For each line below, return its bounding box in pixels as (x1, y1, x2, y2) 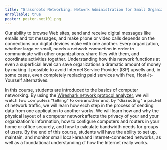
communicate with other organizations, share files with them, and (5, 51, 139, 57)
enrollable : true (5, 12, 41, 17)
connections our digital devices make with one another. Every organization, (5, 41, 160, 47)
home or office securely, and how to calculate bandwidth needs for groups (5, 124, 158, 130)
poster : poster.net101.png (5, 16, 61, 21)
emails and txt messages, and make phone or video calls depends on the (5, 35, 155, 41)
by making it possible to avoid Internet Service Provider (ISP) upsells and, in (5, 67, 161, 73)
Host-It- (136, 72, 153, 78)
